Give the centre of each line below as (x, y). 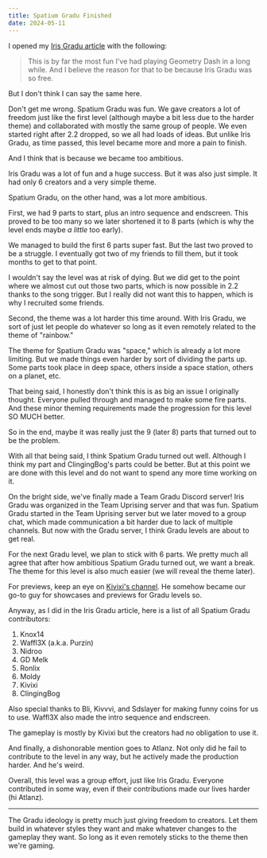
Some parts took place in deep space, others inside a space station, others (131, 367)
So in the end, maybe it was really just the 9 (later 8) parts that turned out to (132, 432)
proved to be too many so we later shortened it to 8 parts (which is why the (131, 221)
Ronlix (30, 668)
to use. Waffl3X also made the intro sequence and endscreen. (109, 717)
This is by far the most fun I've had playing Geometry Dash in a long (139, 61)
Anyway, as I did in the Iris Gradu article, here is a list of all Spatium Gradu (129, 610)
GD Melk (34, 659)
